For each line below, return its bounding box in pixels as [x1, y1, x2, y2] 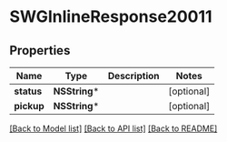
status [14, 85, 43, 97]
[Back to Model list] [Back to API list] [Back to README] [9, 123, 218, 134]
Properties [9, 43, 71, 58]
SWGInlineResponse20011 [9, 6, 212, 27]
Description [107, 70, 160, 82]
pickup [14, 100, 45, 112]
